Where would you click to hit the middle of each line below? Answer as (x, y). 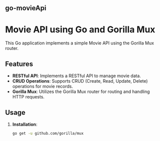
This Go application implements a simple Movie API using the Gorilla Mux (80, 43)
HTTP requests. (28, 97)
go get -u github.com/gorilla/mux (48, 133)
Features (19, 64)
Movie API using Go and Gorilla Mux (80, 29)
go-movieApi (26, 8)
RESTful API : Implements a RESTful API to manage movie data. (77, 76)
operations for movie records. (43, 87)
